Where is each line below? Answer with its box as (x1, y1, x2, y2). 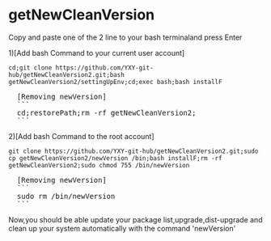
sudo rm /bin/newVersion (16, 192, 116, 201)
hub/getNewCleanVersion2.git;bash (8, 70, 125, 78)
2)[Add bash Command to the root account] (8, 131, 155, 141)
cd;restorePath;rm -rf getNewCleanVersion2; (16, 108, 197, 117)
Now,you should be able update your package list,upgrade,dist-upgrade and (8, 214, 263, 224)
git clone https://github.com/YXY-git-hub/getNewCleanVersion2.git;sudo (8, 147, 259, 155)
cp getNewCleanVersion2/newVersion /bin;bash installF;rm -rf (8, 154, 222, 163)
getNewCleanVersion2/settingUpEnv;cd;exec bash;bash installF (8, 78, 222, 86)
